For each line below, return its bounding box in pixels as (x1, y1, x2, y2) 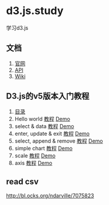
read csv (6, 176, 39, 186)
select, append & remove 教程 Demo (14, 137, 103, 144)
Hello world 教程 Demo (14, 115, 71, 122)
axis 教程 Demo (14, 159, 52, 166)
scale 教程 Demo (14, 152, 56, 159)
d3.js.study (6, 4, 64, 18)
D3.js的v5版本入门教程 (6, 91, 90, 101)
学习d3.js (6, 24, 28, 31)
